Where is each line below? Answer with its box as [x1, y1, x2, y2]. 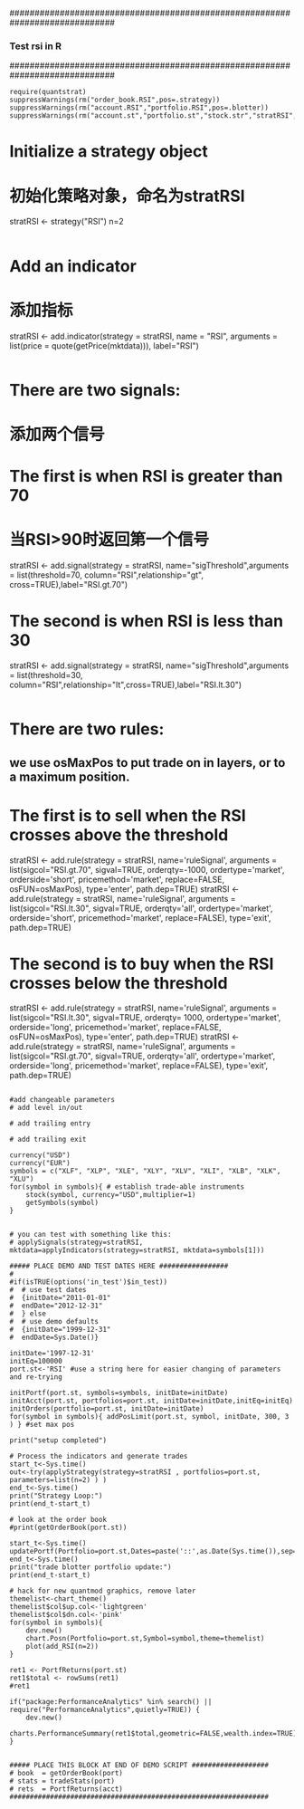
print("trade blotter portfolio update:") [9, 1563, 172, 1572]
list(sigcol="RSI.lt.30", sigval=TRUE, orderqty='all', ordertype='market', [9, 903, 273, 914]
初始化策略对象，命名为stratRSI [9, 186, 246, 206]
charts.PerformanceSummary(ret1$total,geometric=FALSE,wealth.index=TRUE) [9, 1729, 298, 1738]
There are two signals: [9, 379, 181, 400]
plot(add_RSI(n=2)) [25, 1642, 100, 1651]
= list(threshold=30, [9, 669, 83, 680]
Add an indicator [9, 255, 138, 276]
